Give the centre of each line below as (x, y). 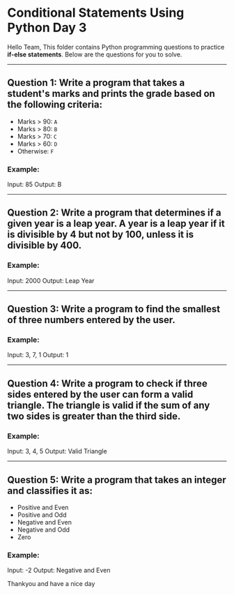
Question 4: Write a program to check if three (107, 383)
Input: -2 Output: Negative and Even (59, 571)
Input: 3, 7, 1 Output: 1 (38, 355)
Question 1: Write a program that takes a (96, 83)
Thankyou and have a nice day (51, 584)
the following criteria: (55, 105)
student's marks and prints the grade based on (111, 94)
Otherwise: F (36, 151)
